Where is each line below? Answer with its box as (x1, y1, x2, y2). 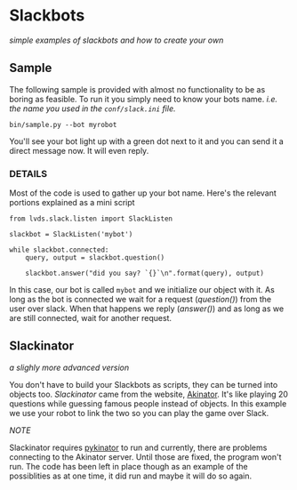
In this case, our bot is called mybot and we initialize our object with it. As (9, 285, 276, 295)
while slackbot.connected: (9, 245, 109, 254)
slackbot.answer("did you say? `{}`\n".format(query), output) (25, 269, 265, 278)
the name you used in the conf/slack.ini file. (9, 103, 176, 114)
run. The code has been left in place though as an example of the (9, 461, 248, 471)
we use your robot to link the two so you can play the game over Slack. (9, 407, 269, 418)
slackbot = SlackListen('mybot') (9, 230, 133, 239)
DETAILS (9, 167, 47, 180)
